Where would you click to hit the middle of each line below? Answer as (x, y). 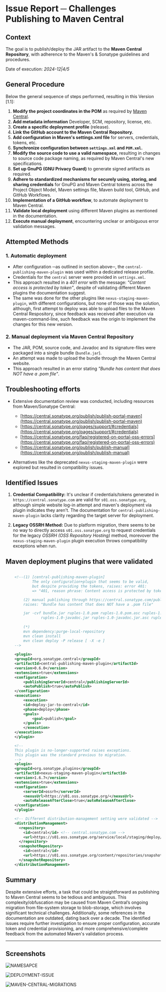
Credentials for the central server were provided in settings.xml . (79, 277)
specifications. (28, 164)
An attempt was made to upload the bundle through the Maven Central (84, 358)
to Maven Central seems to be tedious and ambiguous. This (66, 897)
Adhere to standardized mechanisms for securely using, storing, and (84, 179)
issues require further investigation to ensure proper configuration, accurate (83, 923)
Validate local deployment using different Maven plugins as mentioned (85, 210)
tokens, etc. (25, 142)
